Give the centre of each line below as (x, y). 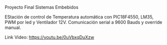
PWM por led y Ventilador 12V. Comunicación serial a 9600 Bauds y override (83, 22)
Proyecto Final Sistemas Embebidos (41, 7)
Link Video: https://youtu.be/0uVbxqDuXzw (49, 37)
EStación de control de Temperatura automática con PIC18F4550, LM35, (79, 17)
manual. (13, 27)
